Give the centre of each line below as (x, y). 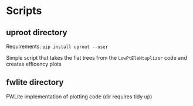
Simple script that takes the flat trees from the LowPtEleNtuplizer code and (97, 58)
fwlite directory (35, 82)
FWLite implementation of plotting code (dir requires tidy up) (79, 96)
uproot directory (37, 33)
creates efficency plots (34, 64)
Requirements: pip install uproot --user (57, 46)
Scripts (24, 11)
